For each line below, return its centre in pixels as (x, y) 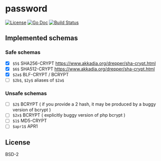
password (26, 9)
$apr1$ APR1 (25, 126)
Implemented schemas (42, 38)
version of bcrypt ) (31, 110)
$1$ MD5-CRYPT (30, 121)
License (18, 142)
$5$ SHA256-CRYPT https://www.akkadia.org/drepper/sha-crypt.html (84, 63)
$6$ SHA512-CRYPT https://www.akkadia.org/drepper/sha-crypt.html (83, 69)
